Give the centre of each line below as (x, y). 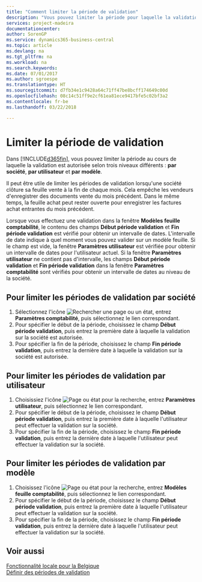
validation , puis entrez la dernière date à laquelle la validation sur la (99, 350)
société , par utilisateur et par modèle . (54, 172)
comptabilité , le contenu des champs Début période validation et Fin (93, 227)
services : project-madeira (40, 23)
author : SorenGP (26, 34)
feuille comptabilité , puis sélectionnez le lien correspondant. (90, 494)
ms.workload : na (26, 62)
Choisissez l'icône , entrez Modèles (101, 487)
